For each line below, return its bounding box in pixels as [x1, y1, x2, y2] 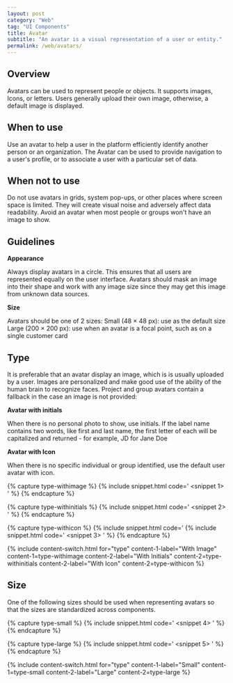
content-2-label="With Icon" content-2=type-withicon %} [39, 559, 205, 568]
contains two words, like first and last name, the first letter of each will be [7, 427, 218, 435]
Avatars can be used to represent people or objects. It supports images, [7, 86, 214, 95]
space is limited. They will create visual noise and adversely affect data [7, 201, 211, 209]
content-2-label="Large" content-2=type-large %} [46, 668, 191, 676]
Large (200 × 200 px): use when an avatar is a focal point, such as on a [7, 324, 212, 332]
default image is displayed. [7, 102, 85, 110]
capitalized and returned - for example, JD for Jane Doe [7, 434, 168, 442]
